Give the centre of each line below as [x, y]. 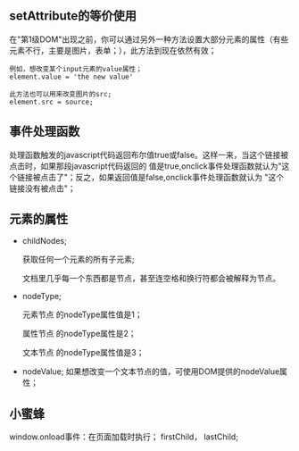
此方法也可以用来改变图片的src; [61, 94]
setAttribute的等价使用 [73, 16]
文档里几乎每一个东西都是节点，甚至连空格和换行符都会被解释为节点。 [151, 279]
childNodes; [44, 241]
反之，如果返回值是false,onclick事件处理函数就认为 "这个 [179, 177]
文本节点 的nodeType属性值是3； [83, 353]
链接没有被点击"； [42, 188]
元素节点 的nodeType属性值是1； [82, 314]
